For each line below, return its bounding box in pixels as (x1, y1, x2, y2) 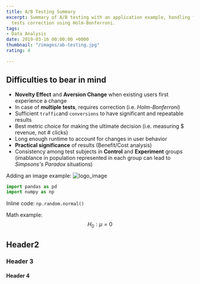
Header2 (6, 239, 40, 249)
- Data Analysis (6, 31, 46, 37)
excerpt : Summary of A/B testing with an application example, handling (6, 14, 190, 20)
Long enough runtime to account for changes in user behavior (14, 135, 168, 142)
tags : (6, 25, 20, 32)
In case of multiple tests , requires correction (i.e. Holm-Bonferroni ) (14, 103, 180, 110)
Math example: (6, 211, 43, 218)
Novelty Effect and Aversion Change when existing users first (14, 91, 168, 98)
